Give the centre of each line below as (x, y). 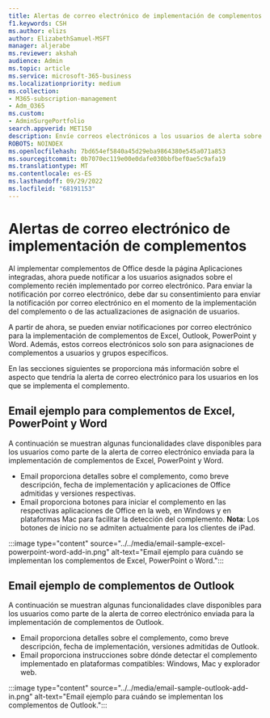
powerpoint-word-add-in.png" (59, 551)
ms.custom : (27, 114)
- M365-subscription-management (63, 99)
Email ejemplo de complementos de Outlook (121, 586)
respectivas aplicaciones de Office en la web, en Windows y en (126, 510)
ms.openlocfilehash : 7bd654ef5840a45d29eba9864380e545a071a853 (117, 151)
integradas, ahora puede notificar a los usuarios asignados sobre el (120, 277)
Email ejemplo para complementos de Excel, (122, 411)
